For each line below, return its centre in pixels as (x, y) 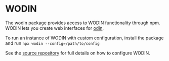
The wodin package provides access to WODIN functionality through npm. (83, 23)
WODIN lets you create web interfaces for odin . (55, 28)
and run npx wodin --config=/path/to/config (52, 43)
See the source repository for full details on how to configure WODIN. (78, 53)
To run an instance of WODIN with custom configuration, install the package (85, 38)
